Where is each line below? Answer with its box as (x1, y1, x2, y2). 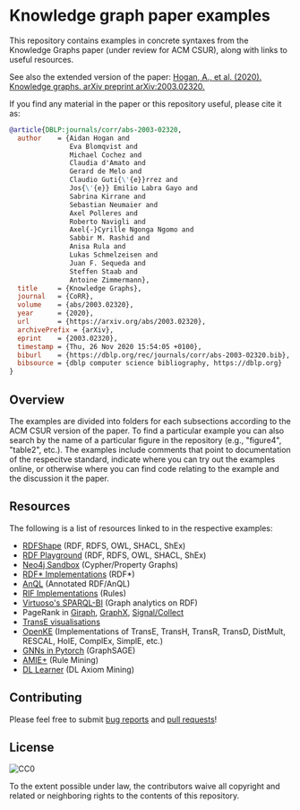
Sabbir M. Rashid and (69, 234, 150, 243)
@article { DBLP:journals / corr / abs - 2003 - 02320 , (9, 125, 182, 135)
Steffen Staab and (69, 266, 139, 276)
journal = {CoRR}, (17, 292, 94, 301)
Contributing (9, 690, 82, 705)
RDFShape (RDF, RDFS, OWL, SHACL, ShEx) (21, 540, 186, 551)
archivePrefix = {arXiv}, (17, 325, 115, 335)
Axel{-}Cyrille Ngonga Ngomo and (69, 225, 194, 234)
